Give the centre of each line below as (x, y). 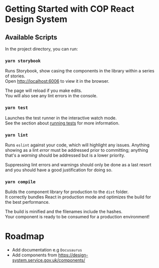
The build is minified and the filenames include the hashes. (64, 212)
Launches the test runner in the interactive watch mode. (61, 118)
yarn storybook (23, 61)
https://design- (73, 255)
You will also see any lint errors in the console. (51, 96)
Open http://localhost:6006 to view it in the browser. (57, 81)
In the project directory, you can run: (41, 49)
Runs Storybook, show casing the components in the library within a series (80, 71)
